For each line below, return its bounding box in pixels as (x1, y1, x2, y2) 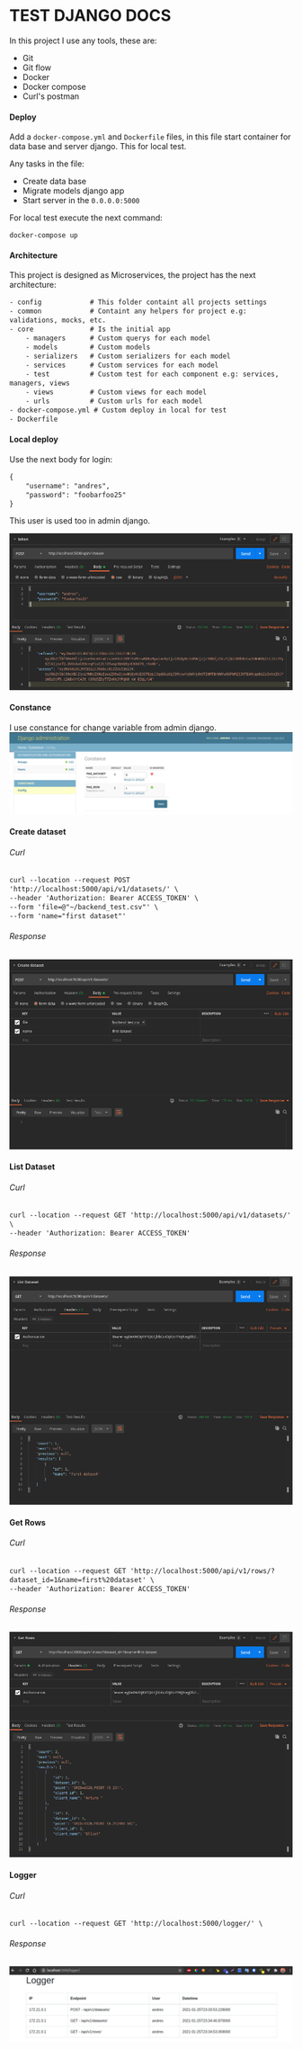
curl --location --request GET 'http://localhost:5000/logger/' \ (9, 1919, 263, 1928)
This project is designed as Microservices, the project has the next (9, 270, 256, 281)
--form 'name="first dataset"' (9, 912, 127, 921)
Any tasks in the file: (9, 158, 85, 169)
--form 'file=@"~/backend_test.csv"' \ (9, 903, 159, 912)
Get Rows (9, 1517, 47, 1527)
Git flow (22, 62, 52, 73)
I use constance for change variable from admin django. (9, 721, 218, 733)
